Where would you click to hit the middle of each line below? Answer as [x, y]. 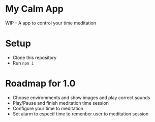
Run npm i [23, 63]
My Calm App [34, 9]
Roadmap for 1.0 [40, 84]
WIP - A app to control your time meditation [51, 23]
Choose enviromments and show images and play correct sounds [81, 98]
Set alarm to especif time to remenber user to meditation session [81, 114]
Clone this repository [35, 57]
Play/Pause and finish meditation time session [61, 103]
